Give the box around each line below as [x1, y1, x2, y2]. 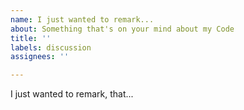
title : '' [10, 33, 52, 43]
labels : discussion [10, 42, 92, 53]
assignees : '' [10, 52, 70, 62]
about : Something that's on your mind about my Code [10, 24, 235, 34]
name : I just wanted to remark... [10, 14, 155, 25]
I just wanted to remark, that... [10, 88, 134, 100]
